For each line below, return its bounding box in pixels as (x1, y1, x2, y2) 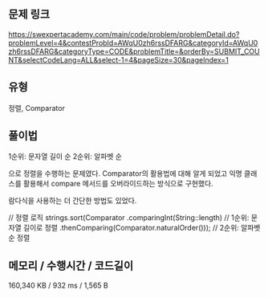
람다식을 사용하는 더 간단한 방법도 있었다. (8, 196, 137, 206)
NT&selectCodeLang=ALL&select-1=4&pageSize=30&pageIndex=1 (8, 55, 229, 64)
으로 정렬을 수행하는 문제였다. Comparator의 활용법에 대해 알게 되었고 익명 (8, 169, 242, 178)
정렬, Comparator (8, 103, 66, 112)
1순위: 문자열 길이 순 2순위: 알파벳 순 (8, 152, 123, 161)
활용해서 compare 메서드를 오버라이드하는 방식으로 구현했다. (22, 179, 214, 189)
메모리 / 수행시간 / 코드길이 (8, 259, 134, 272)
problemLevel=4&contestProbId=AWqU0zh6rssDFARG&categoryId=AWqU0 (8, 38, 258, 47)
